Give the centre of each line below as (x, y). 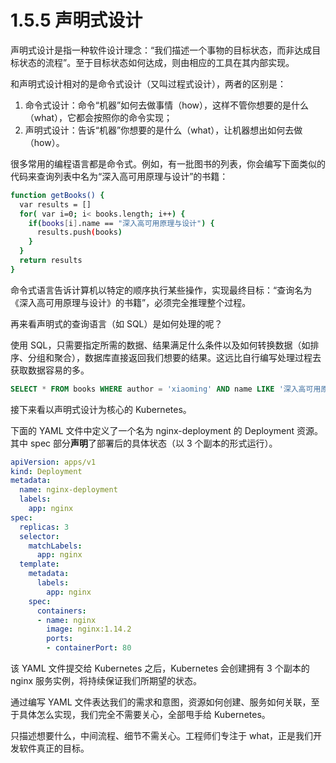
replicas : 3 (44, 527)
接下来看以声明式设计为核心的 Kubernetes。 (101, 409)
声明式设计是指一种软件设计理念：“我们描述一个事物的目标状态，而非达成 (161, 50)
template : (39, 564)
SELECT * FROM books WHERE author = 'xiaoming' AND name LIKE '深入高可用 (166, 389)
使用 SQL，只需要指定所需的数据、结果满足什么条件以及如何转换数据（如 (160, 345)
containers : (61, 611)
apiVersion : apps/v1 (53, 462)
